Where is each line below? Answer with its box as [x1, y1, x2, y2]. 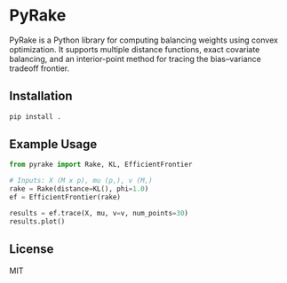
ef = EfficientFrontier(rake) [9, 193, 122, 202]
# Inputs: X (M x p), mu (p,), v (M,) [9, 177, 153, 185]
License [9, 241, 54, 257]
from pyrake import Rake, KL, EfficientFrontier [9, 161, 193, 169]
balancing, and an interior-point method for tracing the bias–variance [9, 53, 262, 64]
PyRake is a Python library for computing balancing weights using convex [9, 35, 278, 45]
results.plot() [9, 216, 66, 226]
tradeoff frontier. [9, 63, 70, 74]
